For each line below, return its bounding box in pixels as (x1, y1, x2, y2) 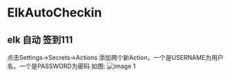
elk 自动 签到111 (7, 34, 73, 45)
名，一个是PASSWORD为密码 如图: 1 (7, 62, 136, 70)
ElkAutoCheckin (7, 5, 102, 21)
